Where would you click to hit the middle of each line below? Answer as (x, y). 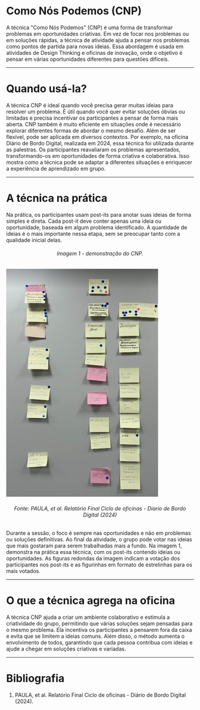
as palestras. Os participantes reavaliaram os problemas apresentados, (93, 150)
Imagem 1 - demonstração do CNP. (100, 254)
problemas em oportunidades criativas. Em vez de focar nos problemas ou (98, 33)
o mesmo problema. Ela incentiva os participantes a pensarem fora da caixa (99, 630)
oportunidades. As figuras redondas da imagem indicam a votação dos (93, 559)
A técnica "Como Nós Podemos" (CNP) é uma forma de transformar (90, 27)
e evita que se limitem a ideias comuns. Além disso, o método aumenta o (96, 636)
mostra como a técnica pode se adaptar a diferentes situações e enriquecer (99, 162)
